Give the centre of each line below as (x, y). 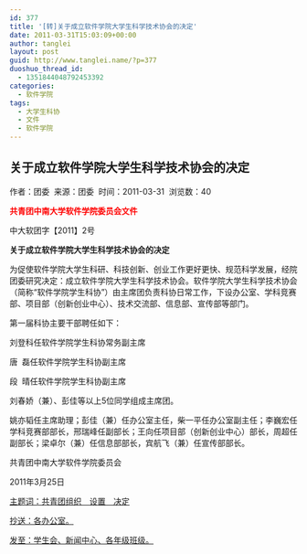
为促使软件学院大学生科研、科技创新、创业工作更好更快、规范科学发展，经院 (153, 269)
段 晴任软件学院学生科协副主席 (68, 381)
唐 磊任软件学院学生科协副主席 (68, 361)
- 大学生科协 (39, 112)
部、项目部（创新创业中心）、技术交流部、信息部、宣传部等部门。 (132, 304)
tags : (20, 103)
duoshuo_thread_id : (47, 69)
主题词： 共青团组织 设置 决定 (69, 501)
